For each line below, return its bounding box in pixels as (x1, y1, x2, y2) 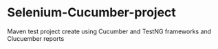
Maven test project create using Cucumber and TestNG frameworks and (7, 27, 212, 35)
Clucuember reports (7, 34, 65, 42)
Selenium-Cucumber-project (7, 5, 177, 20)
